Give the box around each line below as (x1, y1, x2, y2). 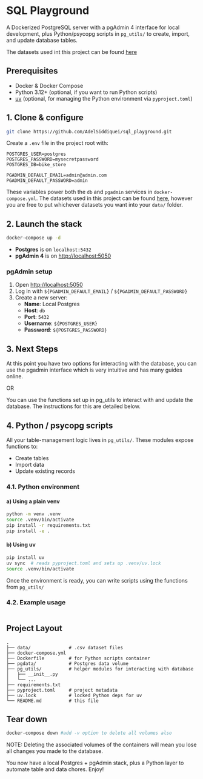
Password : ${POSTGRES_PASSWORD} (24, 326, 107, 333)
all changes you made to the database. (6, 747, 103, 755)
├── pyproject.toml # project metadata (6, 687, 118, 693)
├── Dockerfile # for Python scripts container (6, 655, 150, 661)
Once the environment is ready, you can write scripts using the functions (6, 577, 188, 584)
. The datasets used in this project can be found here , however (36, 195, 193, 202)
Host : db (24, 307, 45, 314)
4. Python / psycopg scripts (6, 420, 113, 430)
